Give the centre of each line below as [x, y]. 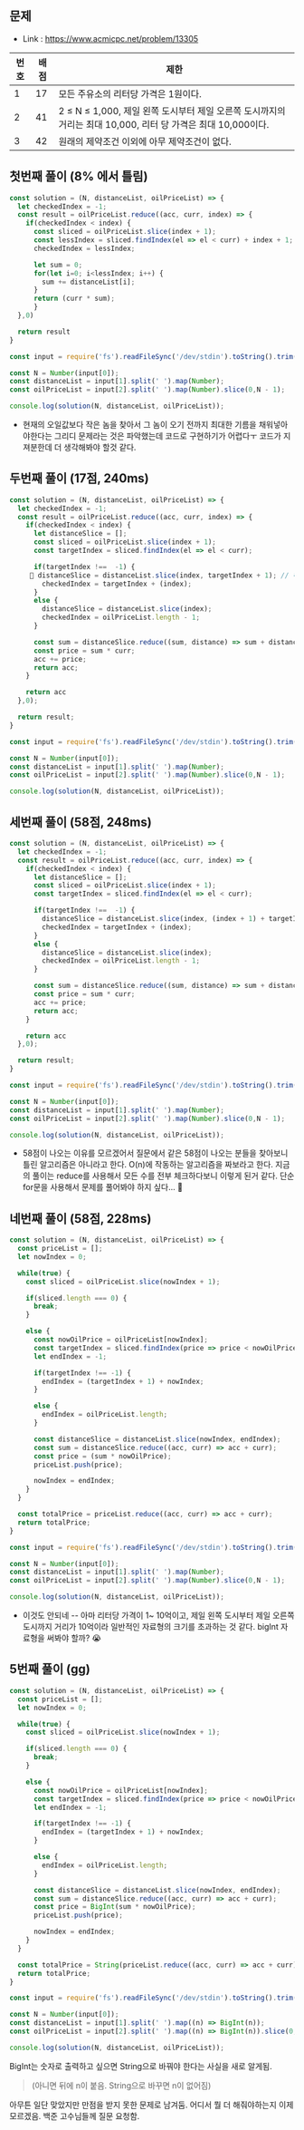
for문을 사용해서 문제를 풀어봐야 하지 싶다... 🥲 [103, 1187]
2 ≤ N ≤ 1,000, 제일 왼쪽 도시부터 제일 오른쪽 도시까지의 [172, 111]
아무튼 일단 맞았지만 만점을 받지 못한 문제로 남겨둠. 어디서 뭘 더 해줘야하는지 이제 [152, 2105]
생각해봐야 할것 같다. [100, 447]
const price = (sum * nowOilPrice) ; [102, 1456]
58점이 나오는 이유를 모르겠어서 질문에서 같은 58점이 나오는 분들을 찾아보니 [155, 1153]
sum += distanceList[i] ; [89, 282]
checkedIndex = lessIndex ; [84, 248]
